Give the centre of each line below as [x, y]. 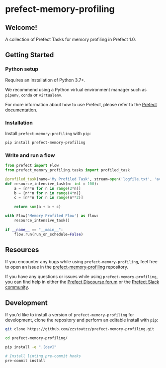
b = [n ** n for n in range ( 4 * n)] [47, 193]
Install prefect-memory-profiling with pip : [48, 133]
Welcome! [21, 28]
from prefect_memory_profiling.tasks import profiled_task [68, 170]
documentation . [21, 110]
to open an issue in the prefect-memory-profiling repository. [67, 267]
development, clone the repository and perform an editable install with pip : [82, 320]
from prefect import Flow [32, 166]
